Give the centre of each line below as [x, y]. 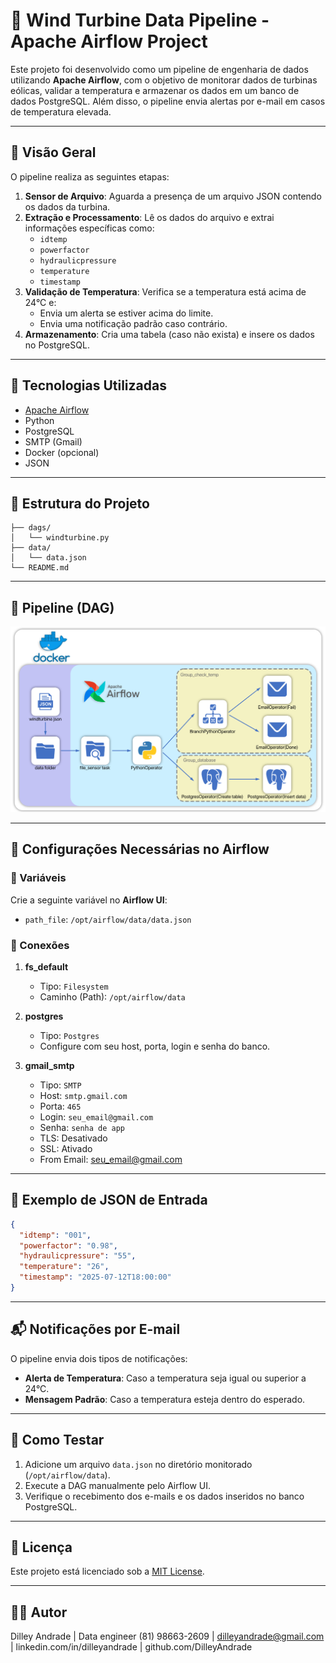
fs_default [46, 966]
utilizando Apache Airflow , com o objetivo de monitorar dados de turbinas [164, 80]
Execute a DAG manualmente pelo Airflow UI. [118, 1485]
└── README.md [40, 568]
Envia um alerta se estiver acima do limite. [126, 313]
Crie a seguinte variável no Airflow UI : [89, 900]
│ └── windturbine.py [60, 538]
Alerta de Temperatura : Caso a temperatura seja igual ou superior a [165, 1378]
